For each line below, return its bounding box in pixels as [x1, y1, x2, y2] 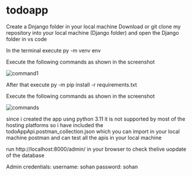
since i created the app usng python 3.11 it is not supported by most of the [6, 115, 186, 122]
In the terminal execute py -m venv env [6, 47, 101, 54]
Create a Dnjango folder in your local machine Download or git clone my [6, 23, 181, 30]
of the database [6, 151, 45, 159]
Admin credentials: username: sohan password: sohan [6, 163, 138, 170]
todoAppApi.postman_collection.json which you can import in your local [6, 128, 180, 135]
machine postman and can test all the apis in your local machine [6, 134, 162, 141]
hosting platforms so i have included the [6, 121, 104, 128]
